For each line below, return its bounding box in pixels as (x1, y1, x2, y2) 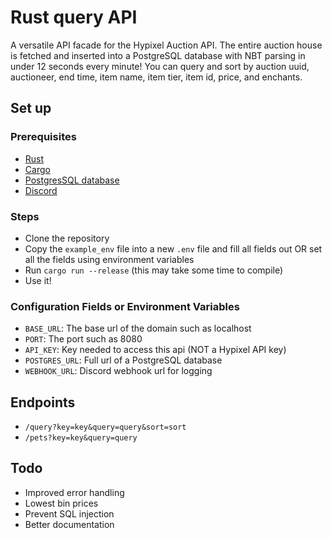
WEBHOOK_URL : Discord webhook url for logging (24, 365, 213, 377)
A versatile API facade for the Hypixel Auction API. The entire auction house (10, 39, 323, 51)
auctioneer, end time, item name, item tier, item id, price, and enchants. (10, 71, 303, 83)
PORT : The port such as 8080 (24, 333, 143, 345)
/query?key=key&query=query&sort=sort (24, 422, 187, 433)
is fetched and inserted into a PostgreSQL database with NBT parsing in (10, 49, 306, 61)
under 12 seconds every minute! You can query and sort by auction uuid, (10, 60, 310, 72)
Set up (10, 100, 52, 117)
